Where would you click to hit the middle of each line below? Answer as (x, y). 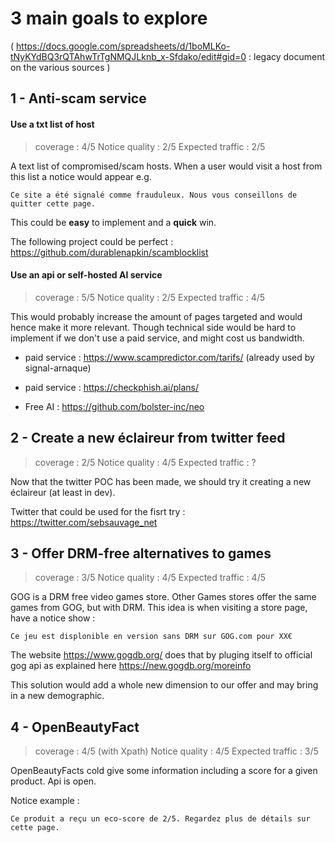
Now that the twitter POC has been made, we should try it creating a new (161, 481)
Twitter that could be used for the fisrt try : (98, 511)
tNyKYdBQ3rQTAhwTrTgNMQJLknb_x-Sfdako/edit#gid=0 (128, 56)
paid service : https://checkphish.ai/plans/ (112, 387)
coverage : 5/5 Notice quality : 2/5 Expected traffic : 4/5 (150, 297)
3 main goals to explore (109, 18)
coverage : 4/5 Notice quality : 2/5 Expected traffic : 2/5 (150, 146)
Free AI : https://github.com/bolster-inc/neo (114, 406)
